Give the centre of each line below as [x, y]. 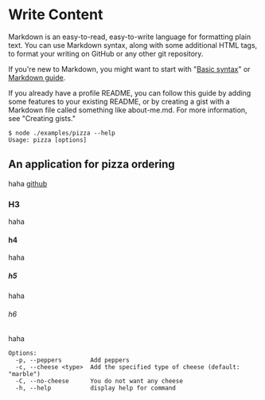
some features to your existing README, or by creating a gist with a [119, 101]
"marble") [25, 375]
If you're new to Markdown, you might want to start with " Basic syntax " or [129, 69]
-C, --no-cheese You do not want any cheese [99, 381]
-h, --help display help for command [96, 388]
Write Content [56, 15]
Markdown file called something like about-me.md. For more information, [128, 110]
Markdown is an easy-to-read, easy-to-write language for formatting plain [130, 37]
